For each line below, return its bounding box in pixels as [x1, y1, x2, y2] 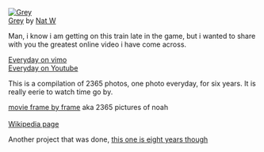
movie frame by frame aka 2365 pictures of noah [8, 103, 169, 112]
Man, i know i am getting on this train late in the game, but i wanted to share [8, 32, 256, 40]
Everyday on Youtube [8, 63, 78, 73]
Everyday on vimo [8, 55, 67, 64]
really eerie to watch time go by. [8, 87, 113, 97]
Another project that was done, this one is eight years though [8, 135, 209, 144]
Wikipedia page [8, 120, 59, 128]
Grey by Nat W [8, 16, 57, 25]
